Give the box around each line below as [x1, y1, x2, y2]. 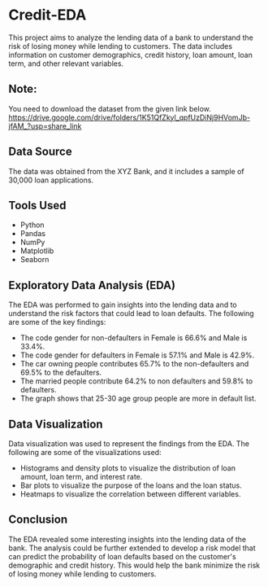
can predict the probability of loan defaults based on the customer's [8, 551, 237, 561]
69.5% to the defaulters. [19, 368, 102, 378]
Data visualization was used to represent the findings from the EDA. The [8, 439, 250, 449]
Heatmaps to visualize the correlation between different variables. [19, 489, 241, 498]
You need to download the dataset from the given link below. [8, 103, 211, 113]
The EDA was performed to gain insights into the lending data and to [8, 300, 237, 310]
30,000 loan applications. [8, 175, 94, 185]
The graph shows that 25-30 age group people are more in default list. [19, 393, 257, 404]
